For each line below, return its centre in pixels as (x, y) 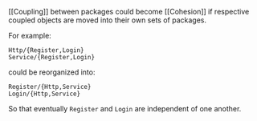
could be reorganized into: (52, 72)
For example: (30, 36)
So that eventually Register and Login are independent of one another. (125, 109)
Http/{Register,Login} (46, 50)
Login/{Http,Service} (45, 94)
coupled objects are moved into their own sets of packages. (108, 20)
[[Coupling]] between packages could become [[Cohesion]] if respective (129, 12)
